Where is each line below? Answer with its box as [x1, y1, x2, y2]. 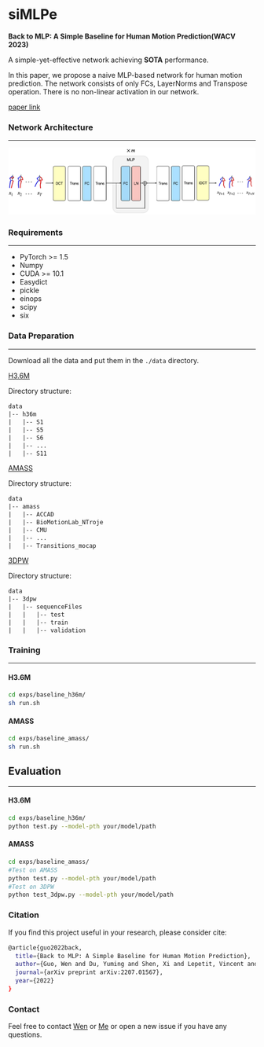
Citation [8, 909, 39, 920]
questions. [8, 1030, 42, 1039]
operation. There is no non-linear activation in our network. [8, 86, 200, 96]
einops [19, 294, 42, 303]
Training [8, 645, 41, 656]
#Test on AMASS [8, 866, 58, 874]
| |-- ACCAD [8, 510, 55, 518]
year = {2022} [15, 977, 55, 985]
